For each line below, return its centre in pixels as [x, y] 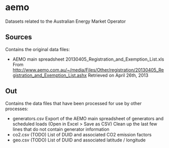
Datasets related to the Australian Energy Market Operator [66, 21]
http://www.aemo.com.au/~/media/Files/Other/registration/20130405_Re [88, 70]
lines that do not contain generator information [61, 129]
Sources [19, 37]
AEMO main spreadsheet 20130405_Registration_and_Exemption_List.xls [88, 59]
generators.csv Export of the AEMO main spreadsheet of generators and [88, 118]
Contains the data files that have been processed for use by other [74, 103]
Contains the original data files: [38, 49]
